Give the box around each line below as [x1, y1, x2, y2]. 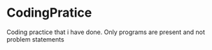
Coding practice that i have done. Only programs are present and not [6, 28, 206, 36]
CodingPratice [6, 5, 92, 21]
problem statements [6, 35, 64, 43]
